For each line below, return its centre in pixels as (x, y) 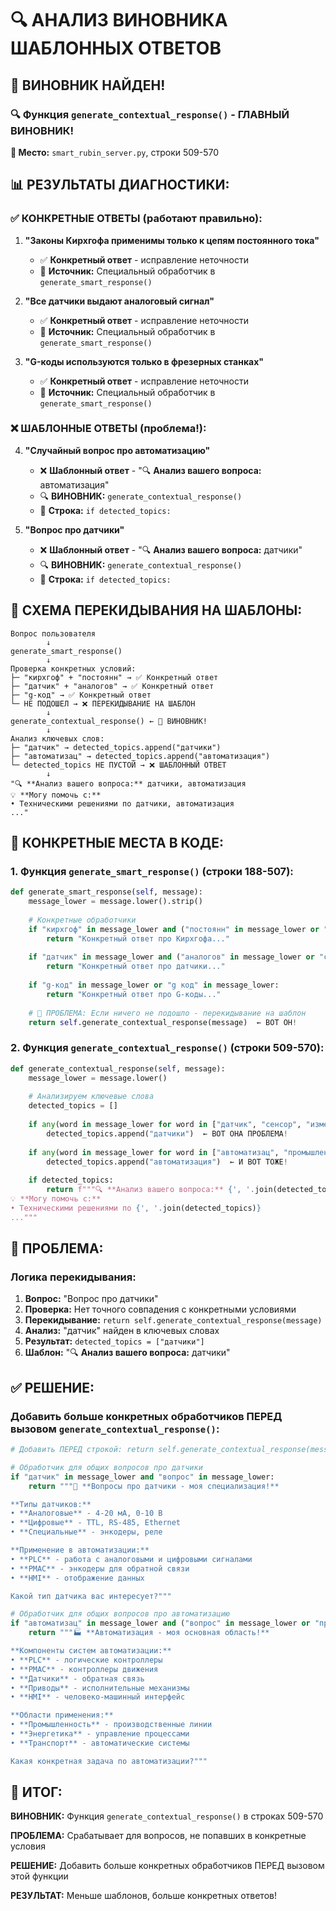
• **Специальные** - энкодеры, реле (86, 1532)
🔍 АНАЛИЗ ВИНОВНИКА (119, 20)
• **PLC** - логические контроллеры (86, 1660)
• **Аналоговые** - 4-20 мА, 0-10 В (86, 1513)
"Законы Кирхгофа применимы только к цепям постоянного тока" (172, 240)
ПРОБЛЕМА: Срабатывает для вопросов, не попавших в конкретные (158, 1836)
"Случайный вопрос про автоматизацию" (117, 450)
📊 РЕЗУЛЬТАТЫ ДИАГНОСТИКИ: (120, 185)
